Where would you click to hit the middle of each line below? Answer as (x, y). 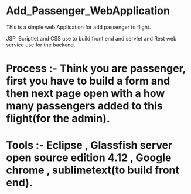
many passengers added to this (84, 106)
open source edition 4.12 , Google (89, 158)
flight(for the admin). (58, 118)
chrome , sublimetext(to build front (93, 170)
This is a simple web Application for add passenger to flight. (79, 27)
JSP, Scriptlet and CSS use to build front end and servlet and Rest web (91, 38)
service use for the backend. (41, 45)
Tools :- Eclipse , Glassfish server (89, 145)
